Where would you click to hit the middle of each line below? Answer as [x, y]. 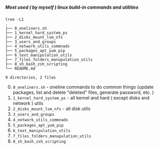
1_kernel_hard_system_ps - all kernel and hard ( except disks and [81, 97]
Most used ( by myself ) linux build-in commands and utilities [72, 7]
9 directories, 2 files [31, 77]
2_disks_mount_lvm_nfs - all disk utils [52, 108]
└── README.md [21, 68]
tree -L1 [15, 19]
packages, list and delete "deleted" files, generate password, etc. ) [83, 92]
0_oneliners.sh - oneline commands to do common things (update [83, 87]
